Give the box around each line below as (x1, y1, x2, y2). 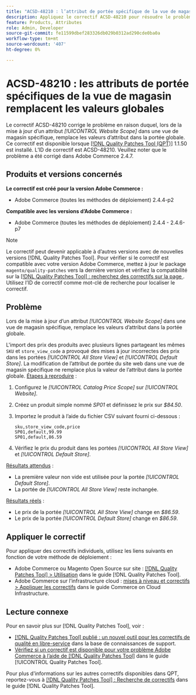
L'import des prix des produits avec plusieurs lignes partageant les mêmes (6, 341, 185, 348)
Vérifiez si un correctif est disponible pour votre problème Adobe (14, 646, 171, 653)
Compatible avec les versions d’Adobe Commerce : (6, 207, 132, 214)
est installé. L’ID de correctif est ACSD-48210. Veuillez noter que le (6, 146, 167, 153)
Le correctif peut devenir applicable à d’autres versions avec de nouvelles (6, 248, 184, 255)
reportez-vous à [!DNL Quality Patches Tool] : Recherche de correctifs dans (6, 676, 188, 683)
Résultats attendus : (6, 462, 54, 469)
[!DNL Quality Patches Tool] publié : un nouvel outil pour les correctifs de (14, 634, 190, 641)
